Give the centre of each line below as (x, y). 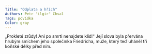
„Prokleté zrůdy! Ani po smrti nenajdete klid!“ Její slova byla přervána (74, 36)
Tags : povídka (19, 18)
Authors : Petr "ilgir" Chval (34, 14)
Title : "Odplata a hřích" (31, 9)
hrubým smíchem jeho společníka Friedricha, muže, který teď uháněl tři (76, 42)
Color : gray (17, 23)
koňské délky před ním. (28, 46)
